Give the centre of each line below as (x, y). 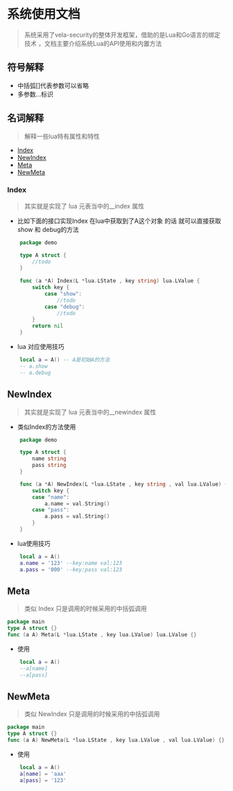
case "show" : (63, 294)
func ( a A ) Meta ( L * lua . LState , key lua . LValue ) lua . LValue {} (102, 635)
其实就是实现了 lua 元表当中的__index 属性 (84, 206)
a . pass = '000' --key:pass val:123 (71, 570)
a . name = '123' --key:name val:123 (71, 563)
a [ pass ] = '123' (43, 780)
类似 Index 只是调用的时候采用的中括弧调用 (85, 609)
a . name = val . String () (77, 504)
